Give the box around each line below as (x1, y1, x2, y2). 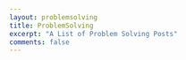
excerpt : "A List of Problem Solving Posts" (9, 29, 178, 38)
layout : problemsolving (9, 12, 98, 22)
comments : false (9, 37, 70, 47)
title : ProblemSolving (9, 21, 94, 30)
